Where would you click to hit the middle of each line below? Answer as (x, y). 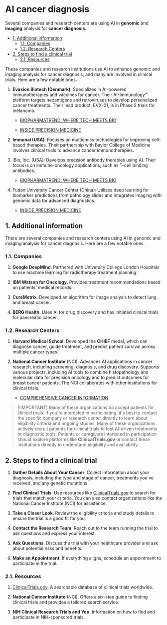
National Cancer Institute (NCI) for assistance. (60, 503)
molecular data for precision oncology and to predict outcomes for (81, 377)
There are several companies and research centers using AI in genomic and (83, 238)
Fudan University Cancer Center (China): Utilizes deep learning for (81, 190)
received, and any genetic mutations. (50, 483)
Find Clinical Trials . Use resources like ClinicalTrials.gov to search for (84, 493)
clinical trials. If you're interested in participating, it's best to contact (87, 413)
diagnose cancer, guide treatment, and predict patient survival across (84, 346)
